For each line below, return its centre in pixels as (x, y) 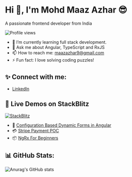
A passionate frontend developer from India (49, 23)
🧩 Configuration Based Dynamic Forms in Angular (62, 125)
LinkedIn (21, 89)
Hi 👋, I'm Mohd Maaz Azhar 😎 (66, 10)
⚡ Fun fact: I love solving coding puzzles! (53, 60)
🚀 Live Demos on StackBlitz (47, 104)
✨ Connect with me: (36, 77)
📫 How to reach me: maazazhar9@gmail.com (58, 52)
